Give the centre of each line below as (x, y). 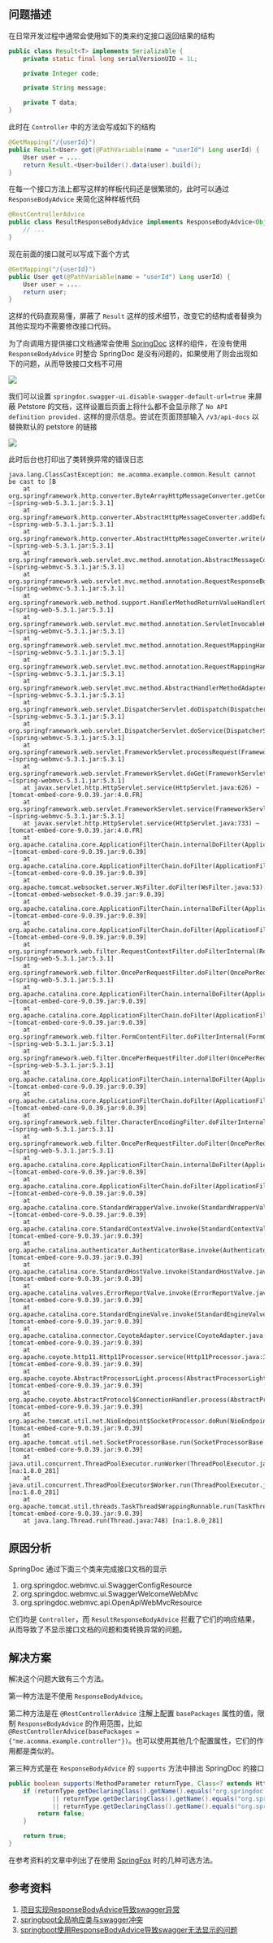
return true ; (45, 1836)
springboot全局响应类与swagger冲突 (82, 1919)
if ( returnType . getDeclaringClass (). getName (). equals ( (118, 1791)
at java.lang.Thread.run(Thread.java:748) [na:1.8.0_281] (123, 1521)
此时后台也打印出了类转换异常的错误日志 (76, 460)
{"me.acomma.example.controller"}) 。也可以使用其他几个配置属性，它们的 (133, 1740)
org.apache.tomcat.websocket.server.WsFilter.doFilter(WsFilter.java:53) (136, 888)
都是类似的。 (37, 1750)
